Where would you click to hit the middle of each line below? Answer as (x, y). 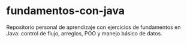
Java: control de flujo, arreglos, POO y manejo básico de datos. (85, 33)
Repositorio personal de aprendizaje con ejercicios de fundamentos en (93, 27)
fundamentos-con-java (65, 11)
